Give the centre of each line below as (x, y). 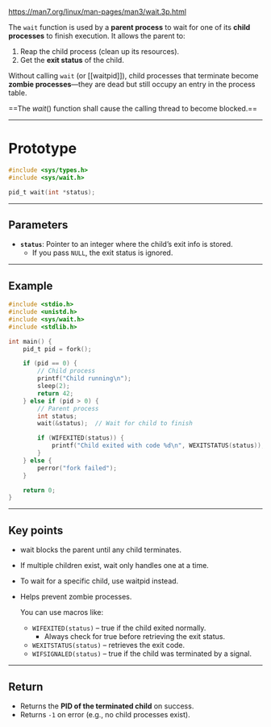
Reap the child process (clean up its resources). (100, 51)
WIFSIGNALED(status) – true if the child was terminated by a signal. (142, 654)
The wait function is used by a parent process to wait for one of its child (129, 27)
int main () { (30, 341)
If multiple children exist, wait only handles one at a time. (115, 566)
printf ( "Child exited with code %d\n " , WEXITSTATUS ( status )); (158, 446)
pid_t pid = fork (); (57, 349)
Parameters (38, 225)
